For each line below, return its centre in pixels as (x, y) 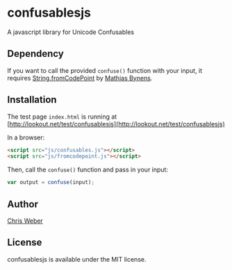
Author (23, 204)
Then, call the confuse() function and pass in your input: (88, 170)
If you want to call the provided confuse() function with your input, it (105, 70)
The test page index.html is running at (62, 117)
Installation (32, 100)
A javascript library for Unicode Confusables (71, 32)
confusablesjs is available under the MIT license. (77, 259)
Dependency (35, 54)
